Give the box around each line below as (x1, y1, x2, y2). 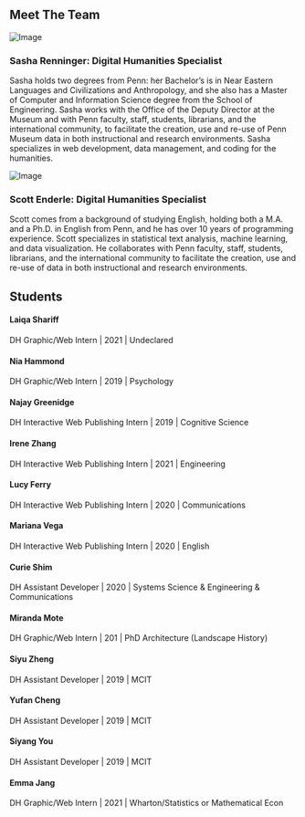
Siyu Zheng (9, 654, 55, 665)
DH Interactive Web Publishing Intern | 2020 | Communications (9, 499, 247, 510)
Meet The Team (9, 7, 100, 23)
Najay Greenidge (9, 396, 75, 407)
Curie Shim (9, 561, 53, 572)
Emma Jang (9, 777, 56, 788)
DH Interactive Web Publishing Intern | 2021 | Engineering (9, 458, 226, 469)
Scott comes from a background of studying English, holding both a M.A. (9, 214, 284, 225)
